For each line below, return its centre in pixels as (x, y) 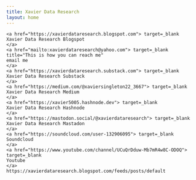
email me (17, 60)
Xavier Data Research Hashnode (46, 108)
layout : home (23, 17)
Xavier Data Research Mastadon (46, 123)
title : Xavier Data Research (43, 12)
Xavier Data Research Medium (43, 92)
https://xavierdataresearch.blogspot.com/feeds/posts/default (86, 171)
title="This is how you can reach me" (55, 55)
